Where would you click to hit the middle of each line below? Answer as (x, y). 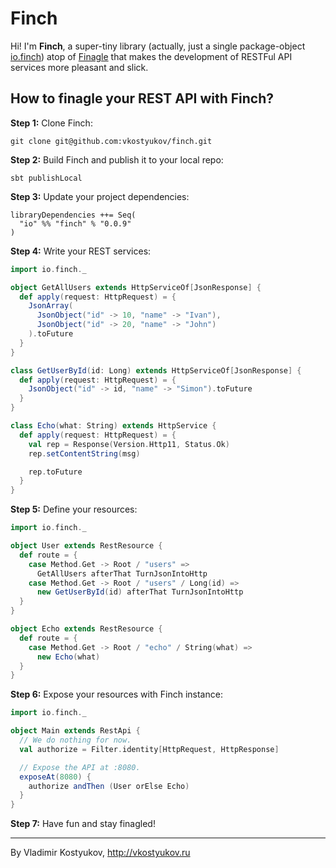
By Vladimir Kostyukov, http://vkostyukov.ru (100, 853)
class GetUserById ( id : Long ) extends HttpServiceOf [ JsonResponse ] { (156, 370)
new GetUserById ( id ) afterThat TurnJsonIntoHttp (140, 592)
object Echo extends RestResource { (86, 629)
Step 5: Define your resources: (74, 509)
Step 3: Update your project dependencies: (100, 196)
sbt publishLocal (46, 178)
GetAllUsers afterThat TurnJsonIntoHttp (122, 573)
